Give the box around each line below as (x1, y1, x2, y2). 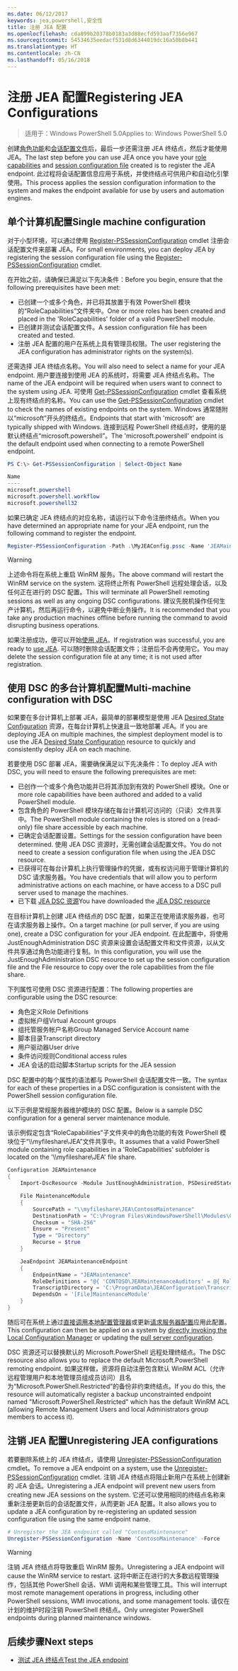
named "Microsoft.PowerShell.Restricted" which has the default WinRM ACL (7, 1397, 230, 1406)
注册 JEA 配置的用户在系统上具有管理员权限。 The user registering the (17, 339, 221, 348)
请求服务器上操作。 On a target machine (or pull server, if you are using (13, 921, 220, 929)
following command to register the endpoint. (7, 528, 137, 537)
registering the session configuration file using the (7, 253, 154, 261)
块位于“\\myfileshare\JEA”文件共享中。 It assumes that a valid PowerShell (7, 1138, 220, 1146)
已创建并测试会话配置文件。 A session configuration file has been (17, 323, 208, 332)
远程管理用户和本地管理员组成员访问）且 (7, 1373, 125, 1381)
